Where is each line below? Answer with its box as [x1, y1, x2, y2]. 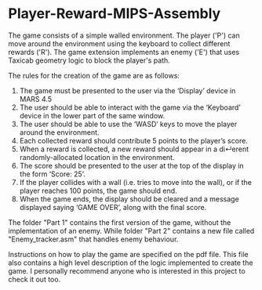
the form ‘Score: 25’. [19, 169, 86, 179]
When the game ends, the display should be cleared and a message [19, 194, 239, 204]
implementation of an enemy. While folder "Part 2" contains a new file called [8, 226, 255, 235]
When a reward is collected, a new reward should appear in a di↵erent [19, 144, 249, 154]
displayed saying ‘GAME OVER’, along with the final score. [19, 202, 207, 212]
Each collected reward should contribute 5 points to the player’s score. [19, 136, 249, 145]
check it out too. [8, 274, 61, 284]
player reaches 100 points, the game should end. [19, 186, 178, 195]
